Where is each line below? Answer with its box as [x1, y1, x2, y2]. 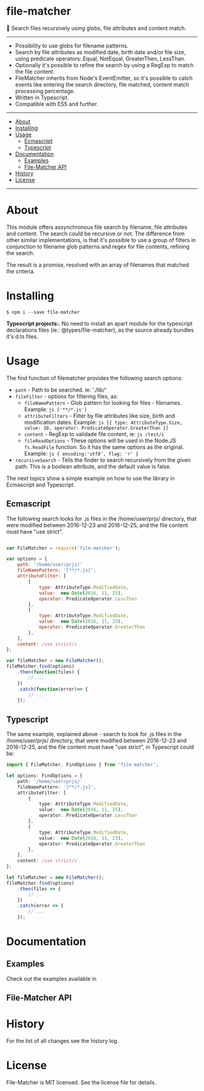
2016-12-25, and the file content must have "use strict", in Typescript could [6, 743, 194, 751]
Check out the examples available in [6, 975, 97, 982]
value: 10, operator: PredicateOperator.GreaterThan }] [24, 425, 169, 431]
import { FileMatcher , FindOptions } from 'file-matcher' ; [6, 762, 159, 768]
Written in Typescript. [15, 93, 70, 101]
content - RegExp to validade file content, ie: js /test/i [24, 430, 165, 437]
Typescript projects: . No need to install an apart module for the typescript [6, 320, 193, 327]
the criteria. [6, 267, 35, 275]
